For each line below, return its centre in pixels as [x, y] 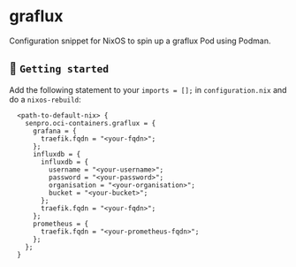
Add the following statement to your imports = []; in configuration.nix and [148, 89]
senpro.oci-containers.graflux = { [91, 123]
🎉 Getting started [59, 69]
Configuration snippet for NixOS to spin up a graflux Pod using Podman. [140, 41]
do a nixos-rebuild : [45, 99]
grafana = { [54, 131]
